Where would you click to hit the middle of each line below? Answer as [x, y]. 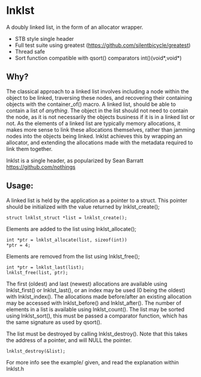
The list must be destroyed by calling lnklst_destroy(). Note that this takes [97, 334]
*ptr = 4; [19, 245]
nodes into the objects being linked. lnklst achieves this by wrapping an [94, 136]
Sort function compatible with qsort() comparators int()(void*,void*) [98, 58]
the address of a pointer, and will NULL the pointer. [69, 340]
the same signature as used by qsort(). [54, 322]
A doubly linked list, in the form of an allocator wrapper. [75, 27]
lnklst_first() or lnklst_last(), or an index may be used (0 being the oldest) [96, 290]
